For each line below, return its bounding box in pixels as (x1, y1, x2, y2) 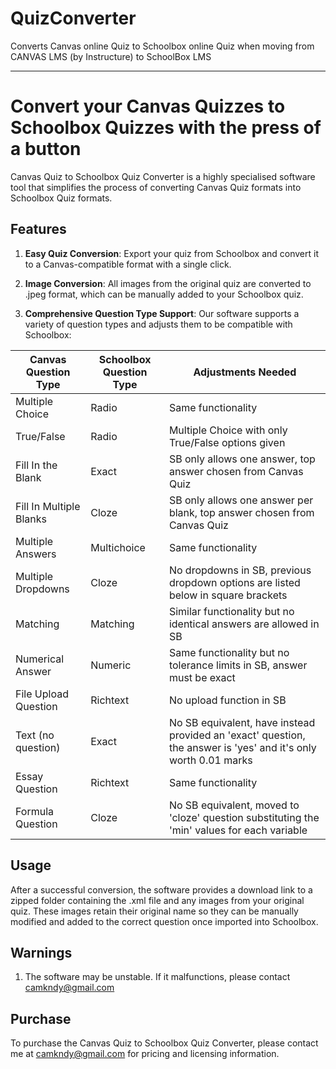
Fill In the (15, 458, 58, 472)
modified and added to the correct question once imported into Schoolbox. (10, 915, 319, 927)
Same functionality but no (168, 645, 290, 659)
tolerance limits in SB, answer (168, 658, 308, 672)
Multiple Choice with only (168, 423, 288, 437)
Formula (15, 804, 55, 818)
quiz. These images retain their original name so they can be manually (10, 905, 299, 917)
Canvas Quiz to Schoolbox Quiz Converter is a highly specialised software (10, 170, 316, 182)
